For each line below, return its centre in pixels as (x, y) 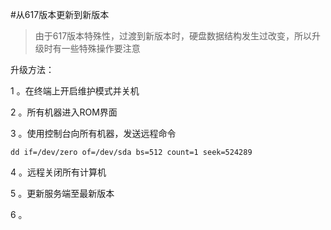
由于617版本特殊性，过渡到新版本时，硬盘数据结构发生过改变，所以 (173, 36)
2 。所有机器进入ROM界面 (64, 112)
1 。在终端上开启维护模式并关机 (75, 91)
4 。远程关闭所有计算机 (58, 172)
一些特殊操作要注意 (101, 48)
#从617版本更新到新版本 (60, 14)
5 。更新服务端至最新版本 (62, 193)
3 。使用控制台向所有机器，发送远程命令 (93, 133)
